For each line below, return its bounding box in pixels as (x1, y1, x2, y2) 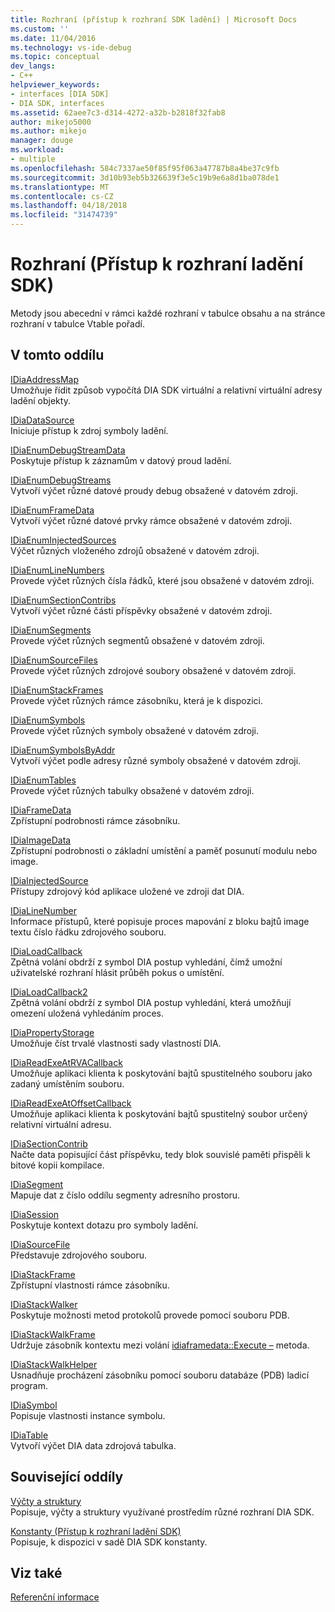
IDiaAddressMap (10, 373, 79, 385)
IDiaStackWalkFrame (10, 1328, 96, 1340)
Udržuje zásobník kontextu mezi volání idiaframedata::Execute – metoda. (10, 1339, 310, 1351)
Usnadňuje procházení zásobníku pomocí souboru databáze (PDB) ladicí (10, 1369, 310, 1381)
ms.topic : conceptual (10, 52, 101, 62)
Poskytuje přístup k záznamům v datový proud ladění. (10, 454, 232, 466)
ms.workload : (10, 145, 65, 155)
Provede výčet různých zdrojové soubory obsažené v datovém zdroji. (10, 664, 297, 676)
